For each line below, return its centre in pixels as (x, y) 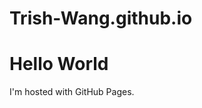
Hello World (59, 64)
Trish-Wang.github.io (101, 18)
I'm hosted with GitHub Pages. (72, 92)
